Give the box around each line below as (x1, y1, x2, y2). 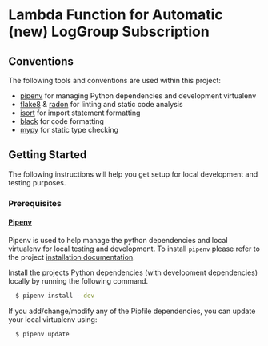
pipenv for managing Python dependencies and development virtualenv (19, 91, 257, 101)
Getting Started (8, 148, 87, 161)
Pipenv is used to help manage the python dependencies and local (8, 235, 228, 245)
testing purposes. (8, 177, 66, 187)
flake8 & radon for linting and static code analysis (19, 100, 183, 109)
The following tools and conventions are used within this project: (8, 76, 222, 85)
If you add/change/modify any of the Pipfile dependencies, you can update (8, 306, 256, 316)
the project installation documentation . (8, 252, 135, 261)
